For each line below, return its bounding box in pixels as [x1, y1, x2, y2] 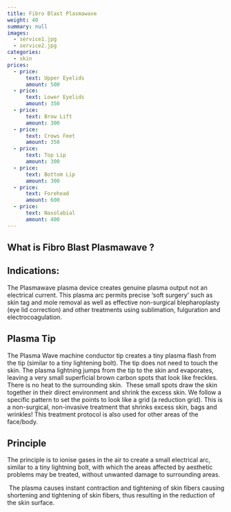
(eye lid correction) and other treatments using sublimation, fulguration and [7, 305, 221, 313]
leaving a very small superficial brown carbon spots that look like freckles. [7, 373, 219, 381]
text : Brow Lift [25, 113, 72, 120]
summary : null [7, 23, 48, 30]
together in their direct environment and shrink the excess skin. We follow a [7, 388, 222, 396]
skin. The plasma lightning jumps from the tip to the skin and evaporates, [7, 366, 214, 374]
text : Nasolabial [25, 210, 76, 217]
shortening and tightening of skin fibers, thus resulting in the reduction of [7, 491, 215, 500]
